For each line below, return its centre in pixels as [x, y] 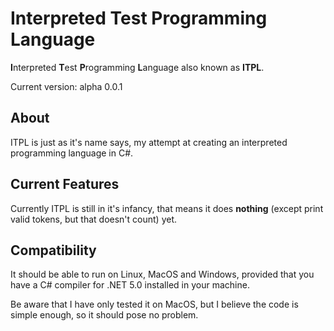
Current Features [65, 184]
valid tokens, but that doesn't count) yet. [93, 219]
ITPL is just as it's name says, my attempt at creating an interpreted [149, 142]
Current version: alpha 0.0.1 [66, 86]
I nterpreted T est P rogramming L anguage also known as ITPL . [137, 67]
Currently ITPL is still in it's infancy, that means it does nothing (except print [167, 208]
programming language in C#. [72, 153]
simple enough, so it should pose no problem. [104, 315]
